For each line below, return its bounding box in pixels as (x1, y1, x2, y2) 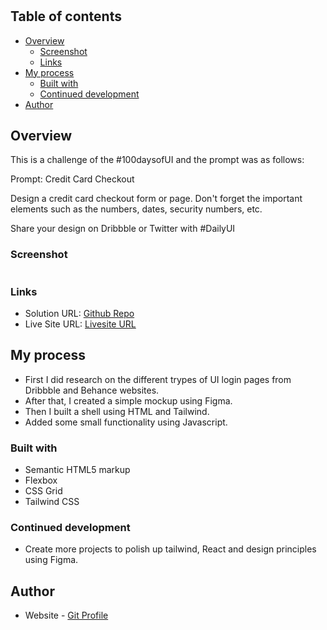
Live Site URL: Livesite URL (24, 318, 137, 330)
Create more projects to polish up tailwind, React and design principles (24, 543, 317, 555)
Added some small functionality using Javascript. (24, 416, 228, 428)
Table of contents (10, 8, 122, 25)
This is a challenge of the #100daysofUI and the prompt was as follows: (10, 154, 305, 166)
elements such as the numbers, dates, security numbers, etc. (10, 203, 263, 215)
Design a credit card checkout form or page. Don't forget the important (10, 193, 303, 205)
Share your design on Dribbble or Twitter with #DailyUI (10, 223, 236, 235)
